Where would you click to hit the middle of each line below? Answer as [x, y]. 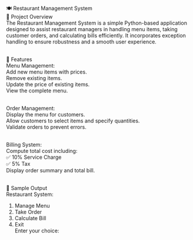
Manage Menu [32, 206]
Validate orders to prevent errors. [46, 127]
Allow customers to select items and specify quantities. [73, 121]
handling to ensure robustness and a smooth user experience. [81, 42]
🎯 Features [19, 59]
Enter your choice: [37, 231]
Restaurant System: [30, 194]
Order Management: [31, 108]
